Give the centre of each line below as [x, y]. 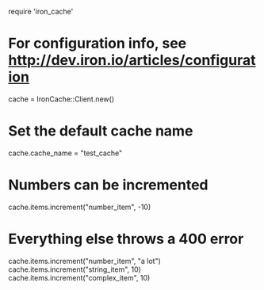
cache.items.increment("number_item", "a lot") [84, 261]
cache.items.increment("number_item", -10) [80, 207]
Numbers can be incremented [108, 185]
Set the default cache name [101, 131]
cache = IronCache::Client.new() [61, 99]
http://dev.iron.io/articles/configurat [132, 61]
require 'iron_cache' [41, 11]
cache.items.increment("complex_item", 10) [79, 277]
